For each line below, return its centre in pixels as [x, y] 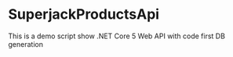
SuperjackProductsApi [84, 14]
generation [25, 44]
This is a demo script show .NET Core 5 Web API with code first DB [117, 36]
